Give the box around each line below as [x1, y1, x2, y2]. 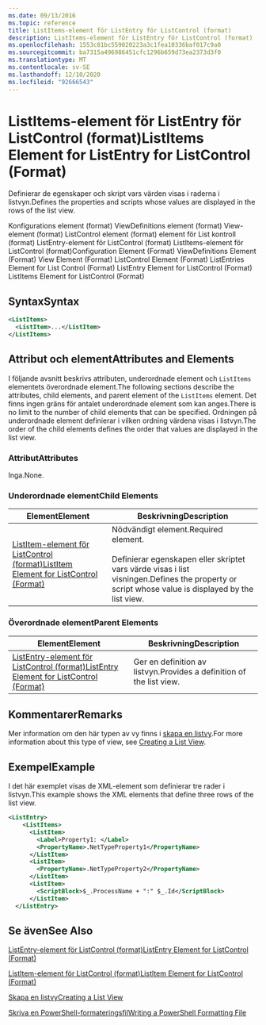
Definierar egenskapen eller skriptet [112, 554, 245, 565]
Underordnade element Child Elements [8, 489, 158, 501]
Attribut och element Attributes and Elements [8, 352, 235, 366]
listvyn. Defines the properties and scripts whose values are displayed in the [8, 198, 256, 207]
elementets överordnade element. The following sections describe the [8, 382, 235, 391]
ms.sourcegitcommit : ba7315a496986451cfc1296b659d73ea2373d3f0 [8, 48, 222, 56]
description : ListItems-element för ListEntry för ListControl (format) [8, 33, 253, 42]
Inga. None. [8, 470, 44, 480]
